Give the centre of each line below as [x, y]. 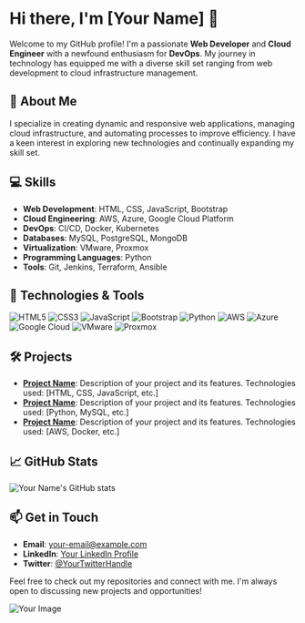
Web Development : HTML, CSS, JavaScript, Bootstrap [125, 209]
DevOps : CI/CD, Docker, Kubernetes [91, 228]
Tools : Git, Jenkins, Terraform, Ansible [95, 267]
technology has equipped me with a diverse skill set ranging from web [141, 63]
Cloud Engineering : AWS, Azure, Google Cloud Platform [128, 219]
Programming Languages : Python [87, 257]
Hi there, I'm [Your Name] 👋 [114, 19]
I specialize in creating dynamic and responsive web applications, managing [152, 123]
